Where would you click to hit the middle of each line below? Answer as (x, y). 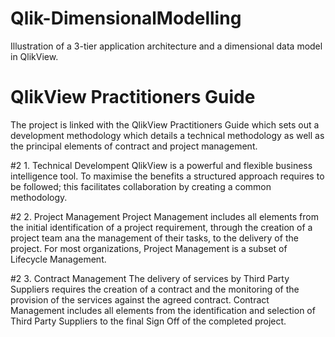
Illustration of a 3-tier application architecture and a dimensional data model (166, 46)
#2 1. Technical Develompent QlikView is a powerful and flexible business (161, 165)
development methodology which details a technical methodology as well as (167, 135)
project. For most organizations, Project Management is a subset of (149, 248)
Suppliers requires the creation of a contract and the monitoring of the (155, 289)
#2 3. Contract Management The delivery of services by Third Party (150, 278)
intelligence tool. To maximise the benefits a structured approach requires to (167, 176)
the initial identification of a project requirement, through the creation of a (161, 227)
